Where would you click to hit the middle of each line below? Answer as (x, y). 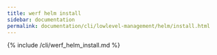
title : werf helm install (44, 13)
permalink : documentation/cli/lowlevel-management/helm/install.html (109, 26)
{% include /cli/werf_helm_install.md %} (64, 45)
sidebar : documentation (41, 20)
